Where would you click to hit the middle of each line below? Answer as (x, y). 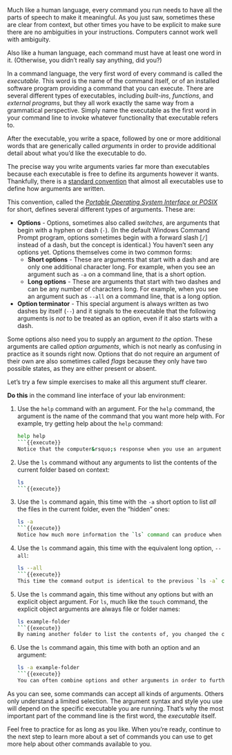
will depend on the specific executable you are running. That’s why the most (116, 708)
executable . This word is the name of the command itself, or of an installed (113, 81)
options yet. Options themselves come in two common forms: (105, 252)
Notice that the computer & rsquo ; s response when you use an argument (119, 449)
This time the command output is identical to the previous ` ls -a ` (118, 581)
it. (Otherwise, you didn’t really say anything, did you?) (85, 60)
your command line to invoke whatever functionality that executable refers (113, 118)
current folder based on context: (63, 469)
